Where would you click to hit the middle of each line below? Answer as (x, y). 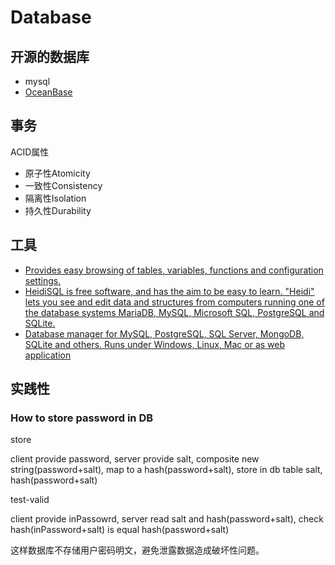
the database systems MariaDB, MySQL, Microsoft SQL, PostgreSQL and (174, 312)
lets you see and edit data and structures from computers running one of (174, 302)
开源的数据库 (50, 56)
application (48, 355)
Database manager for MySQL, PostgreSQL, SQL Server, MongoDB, (164, 333)
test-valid (30, 500)
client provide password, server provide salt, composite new (135, 459)
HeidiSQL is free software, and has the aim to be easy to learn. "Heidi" (169, 291)
